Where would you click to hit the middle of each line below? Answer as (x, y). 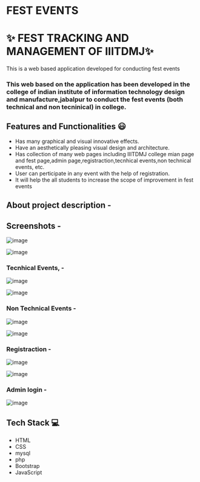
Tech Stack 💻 (33, 422)
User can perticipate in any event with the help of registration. (92, 173)
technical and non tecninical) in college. (66, 107)
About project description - (59, 206)
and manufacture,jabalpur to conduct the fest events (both (95, 99)
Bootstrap (27, 466)
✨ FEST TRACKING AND (68, 38)
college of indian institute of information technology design (95, 92)
